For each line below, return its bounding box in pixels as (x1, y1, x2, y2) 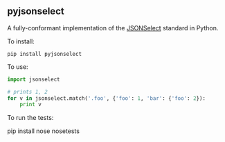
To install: (7, 37, 35, 45)
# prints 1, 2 (7, 88, 48, 95)
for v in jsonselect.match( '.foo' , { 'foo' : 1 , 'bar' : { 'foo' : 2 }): (7, 94, 206, 102)
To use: (7, 62, 29, 71)
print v (19, 101, 42, 108)
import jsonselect (7, 76, 60, 83)
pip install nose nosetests (7, 127, 80, 135)
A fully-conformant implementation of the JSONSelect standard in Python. (7, 23, 219, 32)
